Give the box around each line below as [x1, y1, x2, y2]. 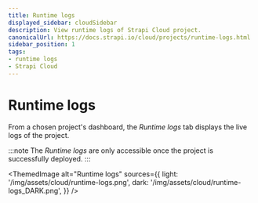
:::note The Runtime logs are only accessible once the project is [8, 146, 214, 155]
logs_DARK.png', [8, 186, 62, 195]
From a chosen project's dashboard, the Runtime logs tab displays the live [8, 122, 248, 132]
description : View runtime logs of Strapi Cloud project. [8, 26, 202, 34]
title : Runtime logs [8, 11, 76, 20]
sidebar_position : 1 [8, 41, 76, 49]
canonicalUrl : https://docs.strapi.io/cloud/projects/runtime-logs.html [8, 33, 251, 42]
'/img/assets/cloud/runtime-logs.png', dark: [8, 177, 149, 187]
